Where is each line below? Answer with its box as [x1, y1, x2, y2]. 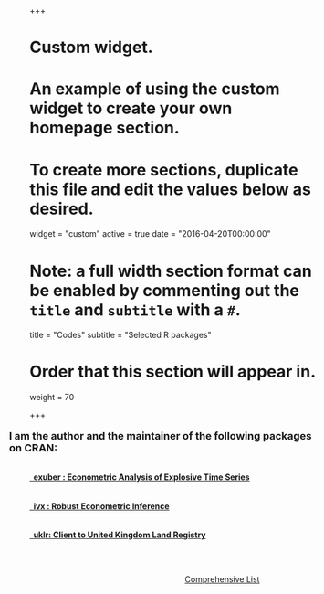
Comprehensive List [184, 573, 260, 585]
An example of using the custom [29, 79, 280, 100]
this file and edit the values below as [29, 179, 312, 199]
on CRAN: [9, 441, 58, 455]
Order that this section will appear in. [29, 362, 317, 382]
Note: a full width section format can [29, 260, 312, 281]
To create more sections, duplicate [29, 159, 298, 180]
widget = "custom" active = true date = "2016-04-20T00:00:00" [29, 228, 271, 239]
